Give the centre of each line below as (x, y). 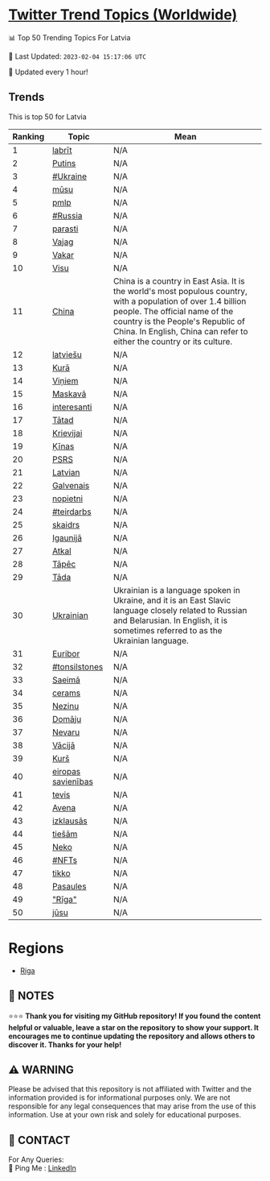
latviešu (67, 354)
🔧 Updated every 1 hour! (48, 72)
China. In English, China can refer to (180, 331)
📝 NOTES (31, 996)
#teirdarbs (72, 512)
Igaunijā (67, 537)
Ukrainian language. (151, 640)
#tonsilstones (78, 666)
